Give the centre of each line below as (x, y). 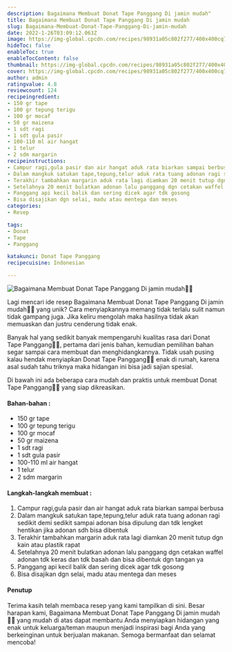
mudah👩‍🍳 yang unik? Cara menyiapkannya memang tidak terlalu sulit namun (116, 309)
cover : (17, 71)
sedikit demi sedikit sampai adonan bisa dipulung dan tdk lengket (110, 523)
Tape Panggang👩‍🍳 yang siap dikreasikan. (66, 387)
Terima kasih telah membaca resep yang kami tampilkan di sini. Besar (106, 605)
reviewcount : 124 (32, 90)
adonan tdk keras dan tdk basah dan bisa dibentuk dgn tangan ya (110, 560)
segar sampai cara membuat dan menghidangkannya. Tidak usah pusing (110, 352)
